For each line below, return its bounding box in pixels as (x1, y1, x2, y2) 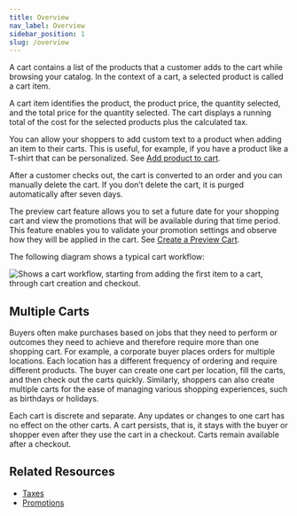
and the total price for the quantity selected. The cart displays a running (9, 107, 272, 118)
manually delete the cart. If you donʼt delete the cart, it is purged (9, 179, 245, 191)
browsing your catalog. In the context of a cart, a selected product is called (9, 72, 284, 82)
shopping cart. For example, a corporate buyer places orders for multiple (9, 347, 276, 357)
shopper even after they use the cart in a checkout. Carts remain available (9, 429, 279, 440)
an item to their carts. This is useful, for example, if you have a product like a (9, 144, 289, 154)
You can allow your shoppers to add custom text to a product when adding (9, 134, 282, 145)
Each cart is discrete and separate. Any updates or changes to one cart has (9, 410, 285, 421)
